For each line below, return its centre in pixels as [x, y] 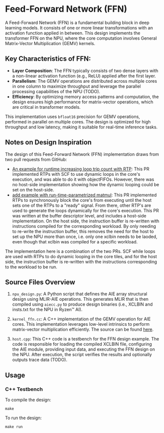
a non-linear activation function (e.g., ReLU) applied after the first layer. [84, 76]
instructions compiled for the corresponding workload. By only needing [84, 226]
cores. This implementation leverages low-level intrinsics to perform [81, 324]
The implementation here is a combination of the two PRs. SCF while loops [80, 251]
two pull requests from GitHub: [36, 159]
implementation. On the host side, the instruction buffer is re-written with [86, 221]
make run [14, 427]
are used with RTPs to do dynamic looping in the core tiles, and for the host [81, 256]
